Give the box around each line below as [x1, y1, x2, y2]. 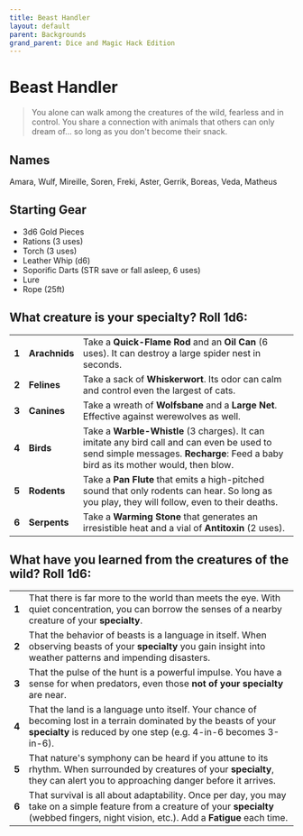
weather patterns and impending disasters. [28, 651, 210, 664]
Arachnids [28, 346, 75, 359]
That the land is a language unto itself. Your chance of [28, 703, 257, 716]
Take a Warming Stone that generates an [82, 510, 259, 523]
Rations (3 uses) [22, 235, 84, 246]
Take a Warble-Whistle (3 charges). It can [82, 425, 265, 437]
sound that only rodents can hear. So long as [82, 484, 273, 497]
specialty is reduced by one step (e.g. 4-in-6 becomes [28, 726, 266, 739]
